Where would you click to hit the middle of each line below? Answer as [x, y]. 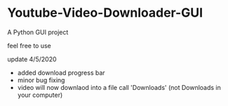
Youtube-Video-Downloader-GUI [105, 13]
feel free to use [29, 45]
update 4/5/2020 [32, 59]
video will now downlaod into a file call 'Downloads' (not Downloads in [119, 87]
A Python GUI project [38, 32]
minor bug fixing [41, 80]
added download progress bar [61, 73]
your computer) [40, 95]
